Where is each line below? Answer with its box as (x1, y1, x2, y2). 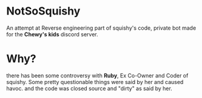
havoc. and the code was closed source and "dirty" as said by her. (6, 85, 173, 92)
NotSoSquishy (6, 4, 81, 18)
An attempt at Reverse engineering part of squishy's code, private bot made (6, 24, 197, 31)
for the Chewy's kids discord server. (6, 30, 98, 38)
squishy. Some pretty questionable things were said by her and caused (6, 78, 184, 85)
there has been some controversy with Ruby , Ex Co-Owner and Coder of (6, 71, 189, 79)
